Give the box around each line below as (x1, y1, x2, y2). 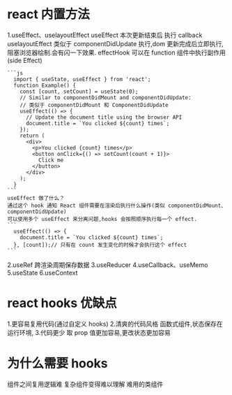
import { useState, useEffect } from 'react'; (13, 76, 151, 82)
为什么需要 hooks (7, 356, 108, 371)
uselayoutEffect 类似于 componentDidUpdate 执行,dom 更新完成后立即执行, (7, 39, 224, 48)
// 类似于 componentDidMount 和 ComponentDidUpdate (20, 101, 169, 108)
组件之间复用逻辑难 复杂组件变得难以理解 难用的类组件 (7, 380, 164, 388)
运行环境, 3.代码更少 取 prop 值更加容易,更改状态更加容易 (7, 328, 171, 336)
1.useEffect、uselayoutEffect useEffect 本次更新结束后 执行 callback (7, 31, 203, 39)
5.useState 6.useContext (7, 268, 78, 277)
